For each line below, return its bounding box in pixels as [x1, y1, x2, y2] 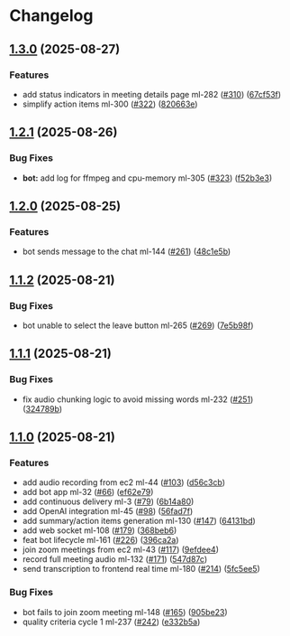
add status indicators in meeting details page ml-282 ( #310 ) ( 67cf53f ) [22, 89, 282, 99]
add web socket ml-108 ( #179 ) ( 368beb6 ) [22, 525, 177, 536]
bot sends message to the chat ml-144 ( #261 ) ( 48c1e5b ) [22, 246, 231, 257]
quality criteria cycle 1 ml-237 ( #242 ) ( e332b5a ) [22, 616, 201, 627]
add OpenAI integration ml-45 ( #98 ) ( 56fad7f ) [22, 506, 194, 517]
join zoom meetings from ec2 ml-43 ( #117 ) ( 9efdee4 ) [22, 544, 219, 556]
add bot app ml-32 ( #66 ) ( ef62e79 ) [22, 487, 154, 498]
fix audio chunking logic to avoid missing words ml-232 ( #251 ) [22, 394, 254, 405]
